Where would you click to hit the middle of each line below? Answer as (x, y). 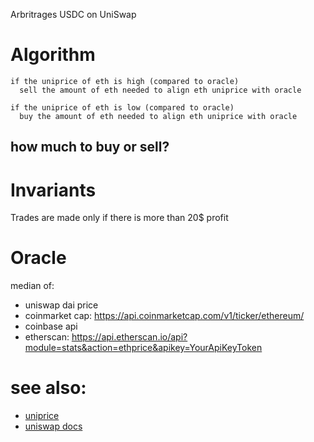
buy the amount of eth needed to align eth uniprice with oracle (158, 116)
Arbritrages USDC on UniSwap (73, 14)
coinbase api (51, 326)
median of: (32, 286)
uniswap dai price (61, 305)
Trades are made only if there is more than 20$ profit (119, 218)
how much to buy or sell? (90, 147)
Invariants (53, 190)
